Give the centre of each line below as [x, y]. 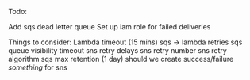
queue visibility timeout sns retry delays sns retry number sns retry [118, 50]
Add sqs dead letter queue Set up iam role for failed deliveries [110, 27]
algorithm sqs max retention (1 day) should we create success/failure [121, 59]
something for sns [38, 67]
